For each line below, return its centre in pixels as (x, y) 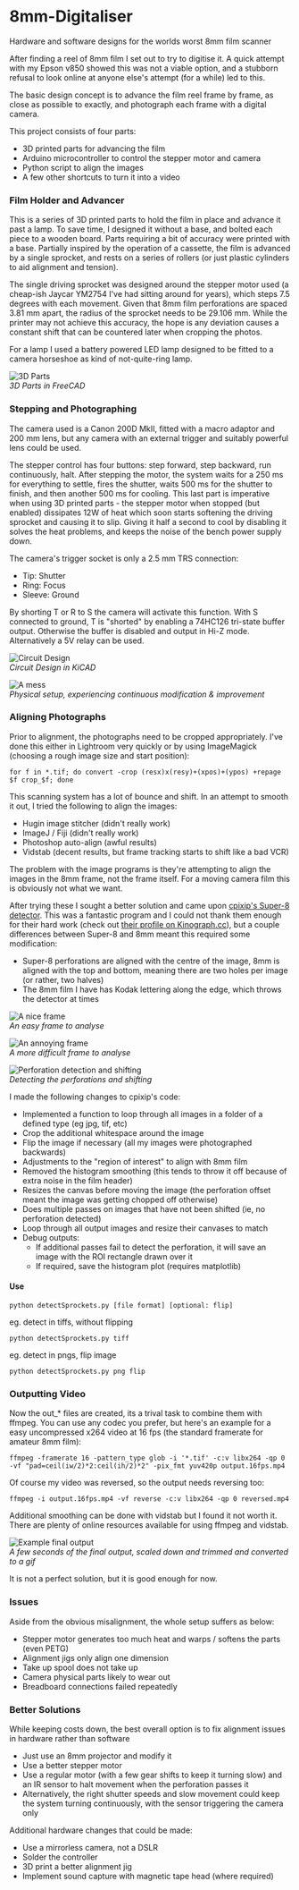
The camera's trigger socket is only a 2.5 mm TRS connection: (124, 558)
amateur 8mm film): (46, 1442)
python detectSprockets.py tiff (69, 1339)
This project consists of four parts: (73, 131)
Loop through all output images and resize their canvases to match (145, 1228)
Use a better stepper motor (72, 1765)
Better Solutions (45, 1709)
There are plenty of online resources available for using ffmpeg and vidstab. (149, 1525)
